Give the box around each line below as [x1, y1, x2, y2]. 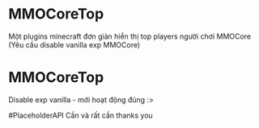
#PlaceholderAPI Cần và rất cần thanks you [8, 110, 154, 120]
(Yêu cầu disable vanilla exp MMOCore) [8, 39, 141, 49]
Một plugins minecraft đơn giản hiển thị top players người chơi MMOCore [8, 31, 252, 41]
